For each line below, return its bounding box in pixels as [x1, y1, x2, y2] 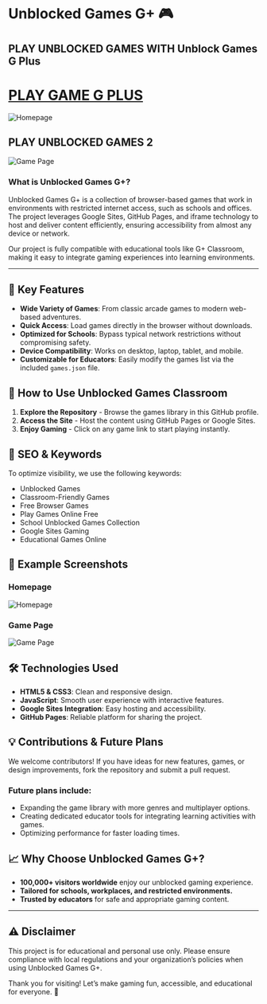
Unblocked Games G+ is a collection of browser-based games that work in [8, 194, 253, 204]
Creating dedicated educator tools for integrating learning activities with [19, 811, 256, 821]
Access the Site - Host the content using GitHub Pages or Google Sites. [19, 416, 256, 425]
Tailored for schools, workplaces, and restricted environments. [19, 885, 233, 895]
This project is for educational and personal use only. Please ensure [8, 946, 230, 955]
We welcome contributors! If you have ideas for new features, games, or [8, 756, 245, 766]
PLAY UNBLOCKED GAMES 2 [8, 135, 153, 149]
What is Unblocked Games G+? [8, 177, 131, 188]
